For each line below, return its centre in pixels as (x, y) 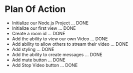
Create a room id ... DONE (38, 33)
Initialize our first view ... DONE (44, 28)
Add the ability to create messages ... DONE (57, 54)
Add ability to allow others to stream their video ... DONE (70, 44)
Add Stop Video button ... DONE (45, 65)
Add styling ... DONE (33, 49)
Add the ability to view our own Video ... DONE (60, 39)
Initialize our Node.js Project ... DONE (50, 23)
